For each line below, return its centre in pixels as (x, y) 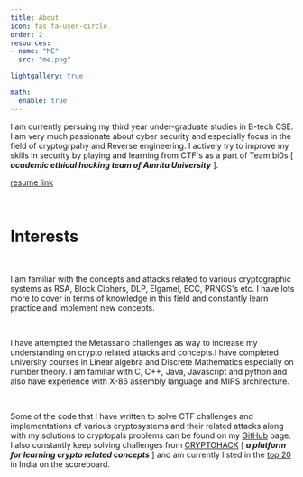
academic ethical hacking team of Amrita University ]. (115, 164)
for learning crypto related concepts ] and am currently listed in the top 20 (151, 454)
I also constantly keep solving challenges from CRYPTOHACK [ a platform (148, 444)
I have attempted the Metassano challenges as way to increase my (134, 342)
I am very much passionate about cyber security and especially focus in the (151, 136)
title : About (35, 18)
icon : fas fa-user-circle (59, 26)
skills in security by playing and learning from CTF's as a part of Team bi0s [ (152, 155)
